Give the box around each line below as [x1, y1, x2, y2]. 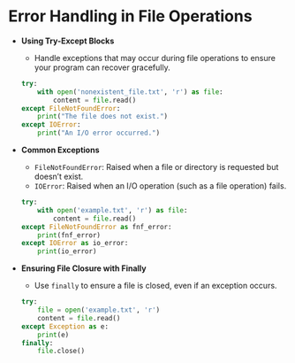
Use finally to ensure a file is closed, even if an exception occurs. [34, 281, 277, 291]
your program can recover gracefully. [34, 62, 170, 73]
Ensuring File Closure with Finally [20, 263, 147, 274]
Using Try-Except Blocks [20, 35, 115, 46]
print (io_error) [37, 247, 97, 256]
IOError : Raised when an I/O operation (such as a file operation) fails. [34, 181, 287, 191]
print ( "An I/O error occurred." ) [37, 128, 161, 138]
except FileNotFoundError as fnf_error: [20, 222, 172, 231]
